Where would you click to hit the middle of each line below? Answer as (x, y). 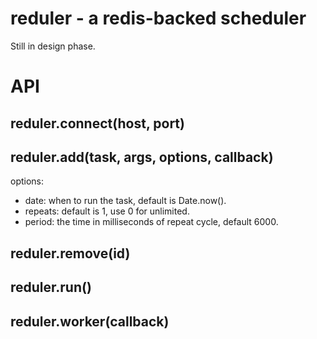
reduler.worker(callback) (90, 321)
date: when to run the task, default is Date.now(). (125, 201)
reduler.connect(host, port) (97, 123)
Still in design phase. (53, 46)
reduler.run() (51, 287)
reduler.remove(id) (70, 253)
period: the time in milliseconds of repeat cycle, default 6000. (151, 222)
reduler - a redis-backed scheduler (158, 18)
